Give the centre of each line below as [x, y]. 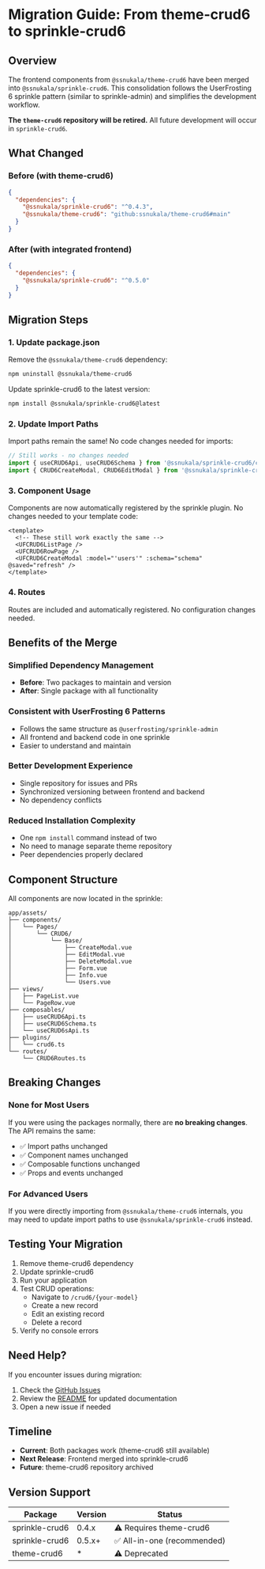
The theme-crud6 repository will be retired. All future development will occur [132, 120]
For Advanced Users [48, 1194]
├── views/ [26, 989]
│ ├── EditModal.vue [67, 954]
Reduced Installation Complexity [72, 821]
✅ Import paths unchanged [63, 1146]
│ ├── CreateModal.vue [70, 947]
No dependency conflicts [61, 800]
